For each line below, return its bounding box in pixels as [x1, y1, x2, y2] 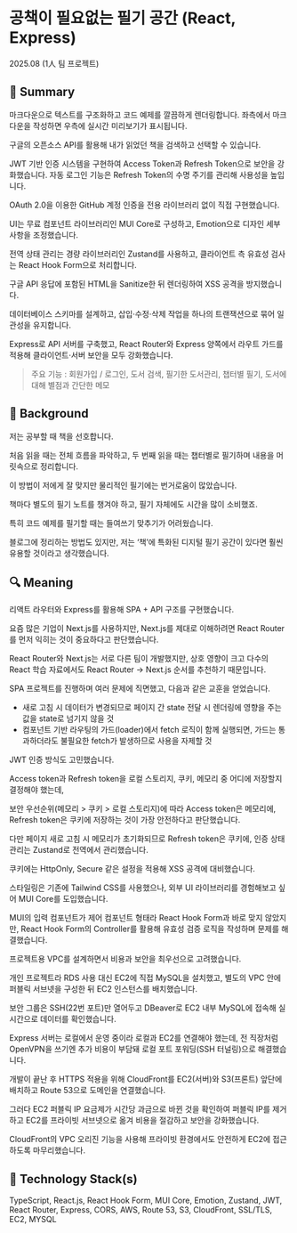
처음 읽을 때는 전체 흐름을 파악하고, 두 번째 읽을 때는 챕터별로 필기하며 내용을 [9, 450, 275, 460]
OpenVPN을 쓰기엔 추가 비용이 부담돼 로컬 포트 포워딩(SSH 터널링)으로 [9, 1043, 256, 1055]
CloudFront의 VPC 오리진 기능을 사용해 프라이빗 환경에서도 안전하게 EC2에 [9, 1134, 271, 1145]
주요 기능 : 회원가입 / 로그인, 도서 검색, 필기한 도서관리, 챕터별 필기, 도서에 [30, 369, 287, 379]
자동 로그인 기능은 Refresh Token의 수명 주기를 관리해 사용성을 [49, 169, 269, 180]
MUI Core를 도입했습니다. [18, 894, 108, 904]
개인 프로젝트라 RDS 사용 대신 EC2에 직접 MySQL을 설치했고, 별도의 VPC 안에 [9, 972, 282, 984]
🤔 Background [9, 406, 89, 421]
